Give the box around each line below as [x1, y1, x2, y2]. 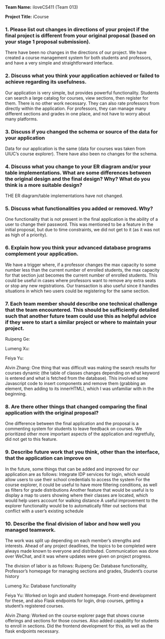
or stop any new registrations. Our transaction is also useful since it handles [5, 283, 159, 288]
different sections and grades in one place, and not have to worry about [5, 110, 151, 116]
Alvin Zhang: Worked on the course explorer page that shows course [5, 612, 145, 618]
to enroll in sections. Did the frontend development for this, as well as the [5, 623, 153, 629]
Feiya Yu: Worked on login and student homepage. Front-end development [5, 592, 156, 598]
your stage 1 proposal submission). [5, 38, 91, 45]
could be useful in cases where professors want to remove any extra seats [5, 277, 156, 283]
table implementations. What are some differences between [5, 169, 151, 176]
